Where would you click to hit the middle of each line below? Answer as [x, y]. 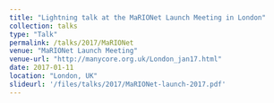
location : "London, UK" [54, 76]
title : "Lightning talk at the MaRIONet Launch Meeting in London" [138, 17]
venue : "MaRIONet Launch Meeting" [74, 51]
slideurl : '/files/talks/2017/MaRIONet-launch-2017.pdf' [118, 84]
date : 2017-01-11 [42, 68]
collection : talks [43, 26]
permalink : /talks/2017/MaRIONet [72, 43]
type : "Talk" [34, 34]
